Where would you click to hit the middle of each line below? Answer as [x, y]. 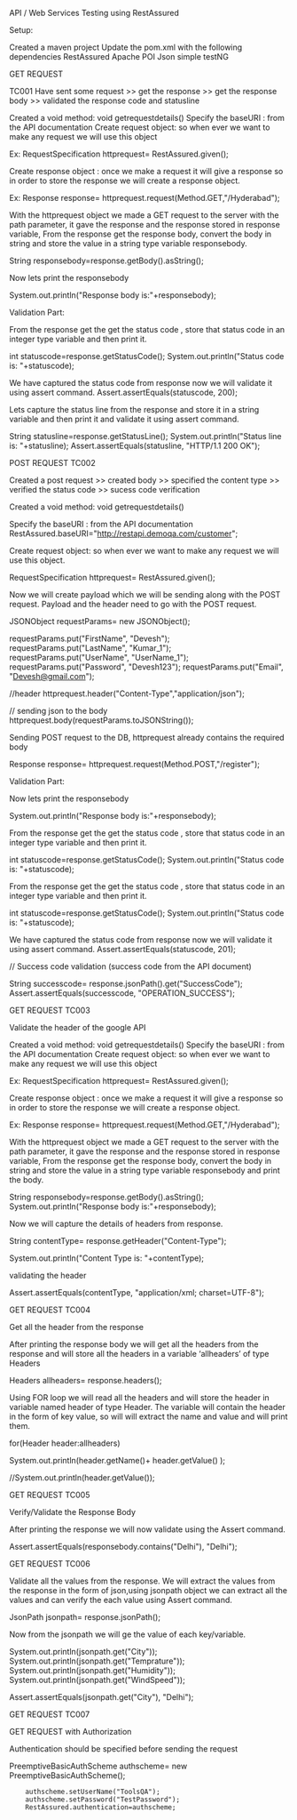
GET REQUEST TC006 [50, 1563]
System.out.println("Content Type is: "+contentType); [107, 1258]
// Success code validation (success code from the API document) [131, 966]
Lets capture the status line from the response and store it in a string [134, 409]
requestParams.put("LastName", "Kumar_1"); [90, 648]
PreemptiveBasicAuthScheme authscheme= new [98, 1766]
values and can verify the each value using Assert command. [121, 1600]
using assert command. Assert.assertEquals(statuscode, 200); [123, 392]
